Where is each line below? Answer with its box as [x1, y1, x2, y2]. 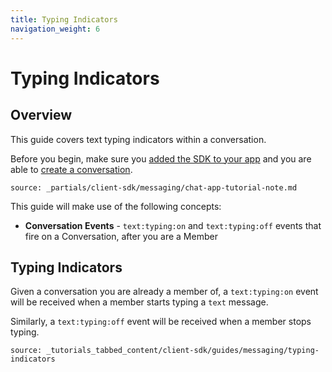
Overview [10, 107, 73, 124]
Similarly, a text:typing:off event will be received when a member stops [10, 316, 312, 328]
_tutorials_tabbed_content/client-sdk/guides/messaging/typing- [46, 346, 320, 356]
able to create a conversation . [10, 163, 133, 175]
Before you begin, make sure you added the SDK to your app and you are [10, 152, 312, 165]
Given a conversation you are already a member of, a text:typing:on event [10, 286, 319, 298]
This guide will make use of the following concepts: [10, 200, 222, 212]
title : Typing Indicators [10, 14, 118, 25]
